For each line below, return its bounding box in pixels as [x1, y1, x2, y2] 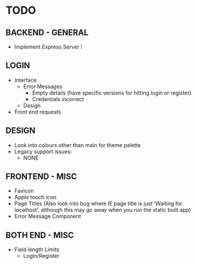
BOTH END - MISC [5, 230, 74, 240]
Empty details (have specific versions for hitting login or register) [32, 89, 192, 96]
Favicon [14, 187, 34, 194]
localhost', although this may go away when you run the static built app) [14, 206, 192, 214]
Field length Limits [14, 246, 60, 253]
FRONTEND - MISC [5, 172, 77, 182]
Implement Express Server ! [14, 43, 83, 50]
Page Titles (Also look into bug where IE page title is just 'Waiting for [14, 200, 183, 207]
